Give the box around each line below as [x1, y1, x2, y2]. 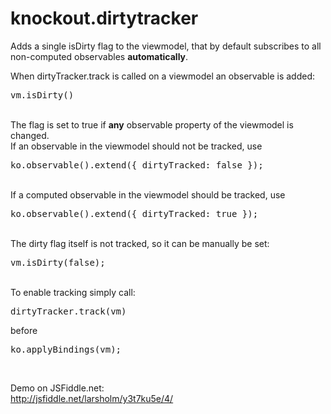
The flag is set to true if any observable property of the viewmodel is [10, 118, 294, 131]
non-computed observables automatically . [10, 50, 189, 62]
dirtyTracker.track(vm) [10, 305, 127, 317]
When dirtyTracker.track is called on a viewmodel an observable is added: [10, 70, 316, 82]
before [10, 324, 38, 336]
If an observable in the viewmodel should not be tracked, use [10, 140, 263, 152]
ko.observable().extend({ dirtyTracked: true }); [10, 208, 259, 219]
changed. [10, 129, 50, 141]
